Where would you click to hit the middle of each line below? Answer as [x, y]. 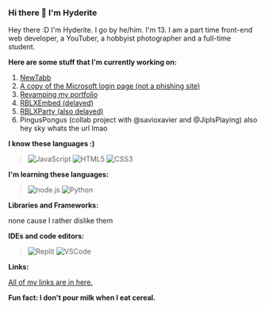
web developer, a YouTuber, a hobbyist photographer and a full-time [120, 38]
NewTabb [35, 78]
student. [22, 47]
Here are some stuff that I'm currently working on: [92, 62]
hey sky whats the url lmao [63, 128]
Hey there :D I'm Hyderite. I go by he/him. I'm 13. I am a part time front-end [131, 30]
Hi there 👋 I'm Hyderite [53, 13]
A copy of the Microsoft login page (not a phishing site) [110, 86]
